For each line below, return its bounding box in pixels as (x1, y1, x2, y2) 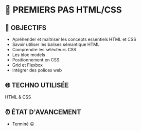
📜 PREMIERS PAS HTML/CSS (5, 4, 122, 15)
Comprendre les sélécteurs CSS (12, 47, 77, 52)
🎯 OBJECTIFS (5, 24, 47, 32)
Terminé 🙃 (12, 121, 35, 127)
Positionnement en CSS (12, 57, 60, 62)
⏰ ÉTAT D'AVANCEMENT (5, 108, 82, 116)
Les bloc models (12, 52, 45, 58)
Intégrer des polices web (12, 67, 62, 73)
